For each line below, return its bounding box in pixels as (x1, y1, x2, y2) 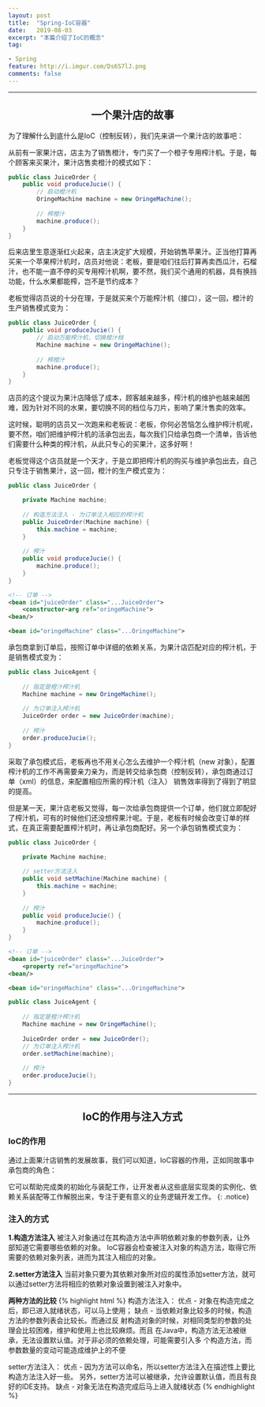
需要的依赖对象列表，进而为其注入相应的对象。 (8, 1252, 160, 1262)
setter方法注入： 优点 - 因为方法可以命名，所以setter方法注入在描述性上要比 (8, 1362, 256, 1371)
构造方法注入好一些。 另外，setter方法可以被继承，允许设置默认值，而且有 (8, 1371, 250, 1381)
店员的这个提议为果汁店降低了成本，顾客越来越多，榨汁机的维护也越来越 (8, 393, 243, 402)
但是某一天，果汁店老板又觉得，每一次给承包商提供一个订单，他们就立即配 (8, 803, 250, 813)
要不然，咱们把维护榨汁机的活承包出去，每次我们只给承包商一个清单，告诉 (8, 429, 250, 439)
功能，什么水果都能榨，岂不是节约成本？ (8, 277, 140, 286)
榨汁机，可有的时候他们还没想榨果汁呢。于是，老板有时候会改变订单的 (14, 813, 243, 822)
